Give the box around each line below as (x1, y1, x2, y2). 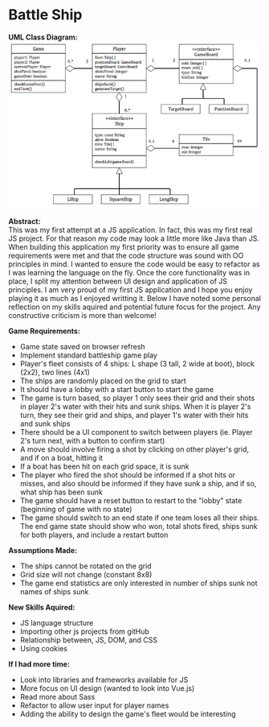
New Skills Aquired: (8, 602, 75, 612)
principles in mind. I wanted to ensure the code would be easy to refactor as (8, 259, 260, 269)
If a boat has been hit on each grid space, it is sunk (19, 461, 190, 471)
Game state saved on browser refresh (19, 341, 146, 351)
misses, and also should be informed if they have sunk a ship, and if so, (19, 478, 257, 488)
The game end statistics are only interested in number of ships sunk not (19, 578, 259, 588)
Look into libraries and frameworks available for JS (19, 675, 189, 684)
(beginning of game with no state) (19, 504, 132, 514)
